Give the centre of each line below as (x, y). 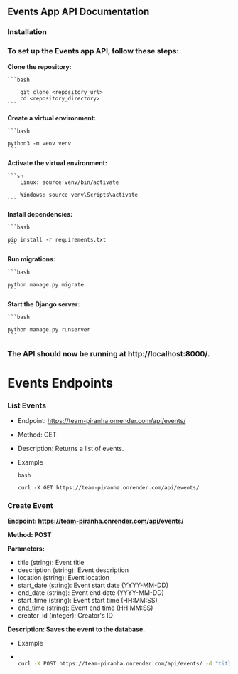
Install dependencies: (40, 214)
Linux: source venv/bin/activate (70, 182)
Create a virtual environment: (52, 118)
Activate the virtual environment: (58, 162)
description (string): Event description (73, 570)
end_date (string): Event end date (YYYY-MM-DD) (91, 593)
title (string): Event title (51, 563)
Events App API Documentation (79, 12)
